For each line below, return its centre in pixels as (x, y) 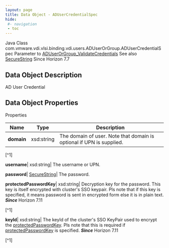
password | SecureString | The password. (48, 174)
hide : (11, 19)
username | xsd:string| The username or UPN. (53, 164)
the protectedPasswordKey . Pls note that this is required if (65, 225)
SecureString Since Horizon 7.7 (37, 59)
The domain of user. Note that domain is (107, 136)
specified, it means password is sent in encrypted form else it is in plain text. (84, 195)
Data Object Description (44, 75)
